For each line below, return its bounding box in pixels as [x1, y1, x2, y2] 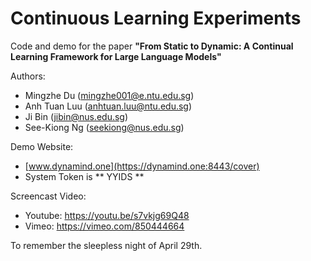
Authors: [10, 70, 46, 82]
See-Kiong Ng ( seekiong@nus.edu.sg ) [24, 121, 185, 133]
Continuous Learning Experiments [10, 7, 302, 30]
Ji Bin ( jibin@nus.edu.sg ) [24, 110, 129, 122]
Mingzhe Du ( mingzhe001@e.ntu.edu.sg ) [24, 89, 195, 101]
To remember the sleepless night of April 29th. [10, 239, 203, 251]
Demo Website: [10, 140, 74, 152]
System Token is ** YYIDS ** [24, 170, 145, 182]
